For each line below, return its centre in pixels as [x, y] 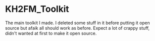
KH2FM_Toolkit [37, 9]
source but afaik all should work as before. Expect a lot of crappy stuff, [77, 28]
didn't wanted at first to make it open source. [51, 33]
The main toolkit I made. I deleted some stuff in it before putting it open [77, 23]
